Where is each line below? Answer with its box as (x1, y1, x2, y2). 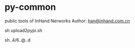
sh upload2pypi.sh (4, 27, 43, 33)
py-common (4, 1, 56, 13)
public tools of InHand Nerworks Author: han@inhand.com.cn (4, 18, 130, 24)
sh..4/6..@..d (4, 37, 31, 43)
